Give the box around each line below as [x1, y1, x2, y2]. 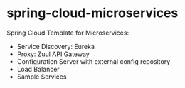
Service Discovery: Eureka [16, 42, 95, 50]
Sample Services [16, 72, 67, 81]
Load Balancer [16, 65, 60, 73]
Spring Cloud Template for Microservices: [6, 28, 129, 37]
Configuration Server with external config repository [16, 57, 171, 65]
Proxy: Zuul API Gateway [16, 50, 90, 58]
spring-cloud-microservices [6, 5, 179, 21]
